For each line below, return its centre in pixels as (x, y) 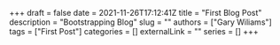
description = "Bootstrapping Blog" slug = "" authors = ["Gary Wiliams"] (140, 22)
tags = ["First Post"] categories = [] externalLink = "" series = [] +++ (134, 31)
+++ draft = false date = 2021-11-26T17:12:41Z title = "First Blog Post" (136, 13)
